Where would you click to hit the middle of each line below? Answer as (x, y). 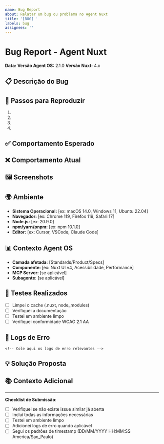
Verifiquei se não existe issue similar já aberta (58, 409)
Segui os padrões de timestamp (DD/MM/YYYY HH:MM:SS (71, 431)
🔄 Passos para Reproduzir (45, 101)
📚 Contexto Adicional (39, 381)
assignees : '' (20, 28)
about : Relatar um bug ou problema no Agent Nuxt (57, 14)
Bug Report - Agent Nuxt (56, 52)
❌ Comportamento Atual (43, 160)
